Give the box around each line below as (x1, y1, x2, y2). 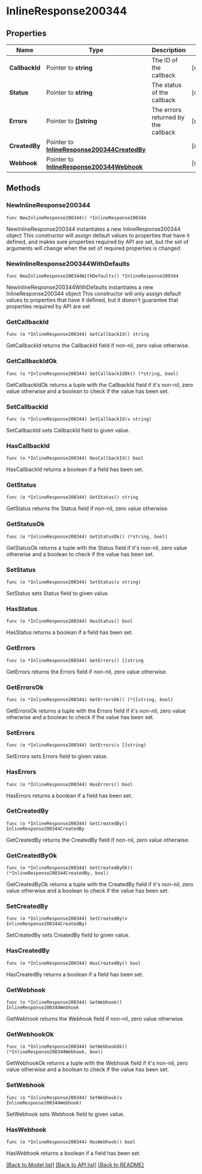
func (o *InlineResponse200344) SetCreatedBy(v (6, 916, 128, 922)
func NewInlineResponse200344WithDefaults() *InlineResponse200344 (6, 273, 179, 279)
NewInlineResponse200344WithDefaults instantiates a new (6, 284, 154, 291)
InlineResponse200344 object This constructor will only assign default (6, 290, 182, 297)
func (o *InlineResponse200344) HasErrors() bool (6, 781, 133, 788)
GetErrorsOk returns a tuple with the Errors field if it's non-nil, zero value (6, 707, 186, 714)
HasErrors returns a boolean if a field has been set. (6, 792, 133, 799)
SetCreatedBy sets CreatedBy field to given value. (6, 931, 130, 938)
